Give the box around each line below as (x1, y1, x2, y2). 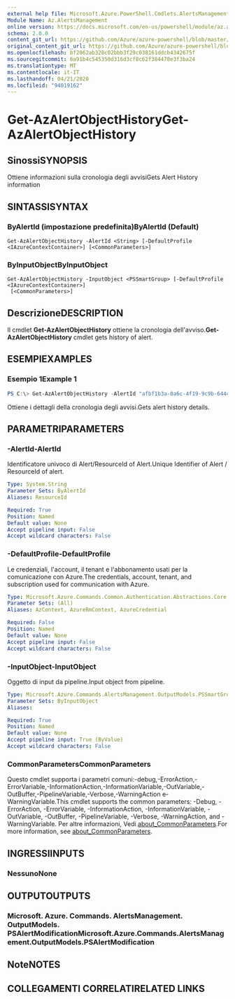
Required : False (7, 619, 55, 626)
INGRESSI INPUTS (7, 847, 85, 859)
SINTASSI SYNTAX (7, 201, 89, 213)
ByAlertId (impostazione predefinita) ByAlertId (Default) (7, 222, 199, 232)
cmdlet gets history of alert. (73, 333, 153, 341)
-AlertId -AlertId (7, 444, 62, 453)
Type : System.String (7, 481, 68, 488)
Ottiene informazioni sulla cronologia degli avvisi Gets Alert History (7, 173, 198, 182)
